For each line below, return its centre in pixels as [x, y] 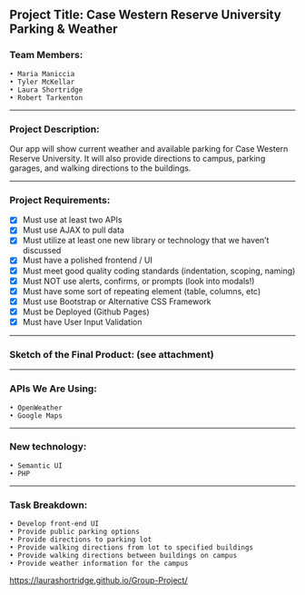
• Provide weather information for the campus [99, 564]
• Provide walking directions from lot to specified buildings [132, 548]
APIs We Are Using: [53, 389]
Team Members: [46, 55]
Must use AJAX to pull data [74, 230]
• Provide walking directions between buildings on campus [123, 556]
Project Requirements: [60, 200]
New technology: [48, 447]
